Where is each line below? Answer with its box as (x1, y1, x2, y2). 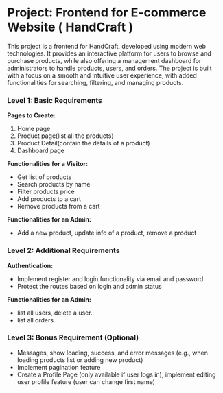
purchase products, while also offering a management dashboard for (7, 56, 202, 64)
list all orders (16, 315, 54, 324)
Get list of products (16, 173, 72, 181)
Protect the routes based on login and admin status (16, 282, 163, 290)
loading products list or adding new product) (16, 355, 143, 364)
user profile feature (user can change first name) (16, 377, 156, 385)
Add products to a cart (16, 195, 81, 203)
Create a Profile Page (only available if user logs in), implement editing (16, 370, 216, 379)
